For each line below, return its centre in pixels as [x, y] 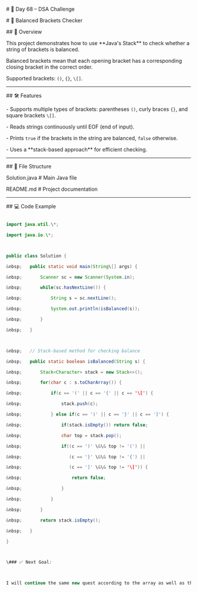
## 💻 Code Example [31, 206]
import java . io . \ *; [30, 235]
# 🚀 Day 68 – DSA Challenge [40, 9]
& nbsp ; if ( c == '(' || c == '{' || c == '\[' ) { [80, 393]
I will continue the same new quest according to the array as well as [95, 583]
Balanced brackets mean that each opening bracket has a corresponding [94, 61]
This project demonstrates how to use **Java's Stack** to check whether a [98, 43]
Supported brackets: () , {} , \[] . [45, 78]
